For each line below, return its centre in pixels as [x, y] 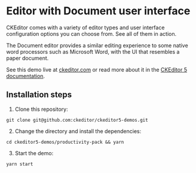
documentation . [26, 76]
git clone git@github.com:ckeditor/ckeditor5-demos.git [77, 120]
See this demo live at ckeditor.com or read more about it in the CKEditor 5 [97, 69]
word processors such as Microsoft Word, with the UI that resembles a [93, 51]
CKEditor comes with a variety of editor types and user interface [85, 27]
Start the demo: [34, 153]
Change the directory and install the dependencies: [78, 131]
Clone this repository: [41, 109]
